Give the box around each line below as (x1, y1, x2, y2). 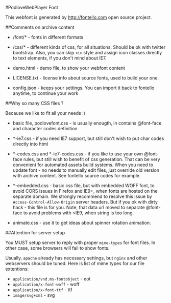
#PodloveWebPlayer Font (5, 5, 58, 10)
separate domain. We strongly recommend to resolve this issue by (12, 193, 152, 199)
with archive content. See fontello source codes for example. (12, 173, 141, 178)
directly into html (12, 141, 48, 147)
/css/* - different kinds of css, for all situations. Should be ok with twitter (12, 44, 166, 50)
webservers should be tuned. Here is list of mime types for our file (5, 260, 144, 266)
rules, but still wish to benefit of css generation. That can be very (23, 156, 160, 162)
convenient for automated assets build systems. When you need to (12, 161, 154, 168)
